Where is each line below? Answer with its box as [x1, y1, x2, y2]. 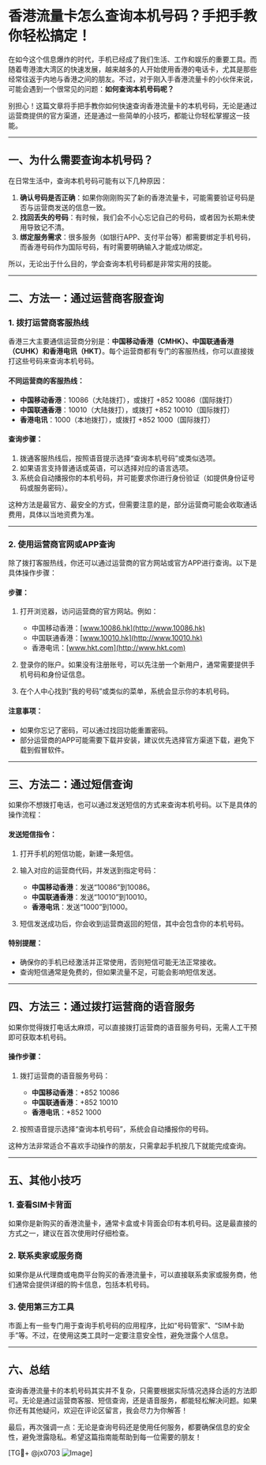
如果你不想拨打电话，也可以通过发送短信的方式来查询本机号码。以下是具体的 [8, 800, 257, 810]
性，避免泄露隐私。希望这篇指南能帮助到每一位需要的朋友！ [8, 1432, 202, 1441]
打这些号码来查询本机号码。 [8, 356, 99, 366]
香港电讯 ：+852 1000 [31, 1107, 102, 1117]
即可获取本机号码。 [8, 1032, 71, 1042]
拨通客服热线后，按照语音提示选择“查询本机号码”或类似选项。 [19, 453, 220, 463]
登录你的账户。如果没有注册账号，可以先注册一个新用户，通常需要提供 [19, 660, 249, 670]
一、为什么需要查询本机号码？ [8, 153, 154, 167]
